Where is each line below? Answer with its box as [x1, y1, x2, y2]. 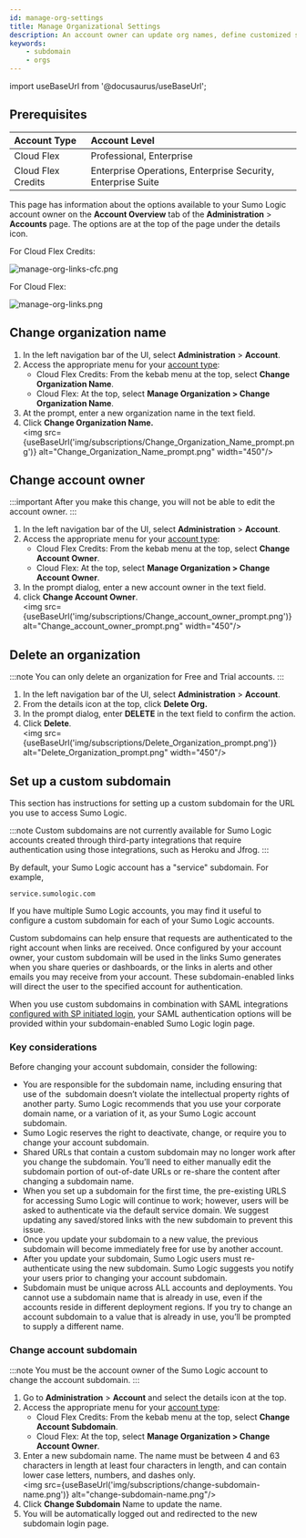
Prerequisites [9, 107, 87, 123]
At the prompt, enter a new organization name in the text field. [22, 407, 256, 418]
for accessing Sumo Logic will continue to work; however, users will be [22, 1195, 290, 1206]
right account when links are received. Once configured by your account [9, 942, 282, 953]
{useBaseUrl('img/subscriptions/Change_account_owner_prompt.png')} [22, 611, 292, 622]
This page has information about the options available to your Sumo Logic [9, 199, 287, 210]
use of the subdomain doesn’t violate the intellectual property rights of [22, 1089, 290, 1100]
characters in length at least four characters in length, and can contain [22, 1460, 287, 1471]
